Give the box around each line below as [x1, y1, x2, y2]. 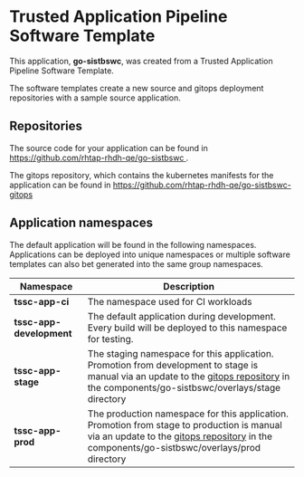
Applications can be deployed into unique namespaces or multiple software [9, 249, 291, 260]
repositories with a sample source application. [9, 92, 181, 103]
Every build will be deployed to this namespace [87, 321, 288, 334]
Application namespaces [9, 215, 154, 231]
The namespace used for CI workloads [87, 295, 252, 308]
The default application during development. [87, 310, 276, 322]
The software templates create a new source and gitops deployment [9, 82, 264, 93]
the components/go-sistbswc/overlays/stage [87, 381, 281, 394]
